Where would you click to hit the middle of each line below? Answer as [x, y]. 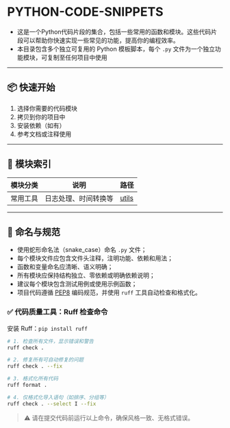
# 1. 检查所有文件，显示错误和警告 [51, 341]
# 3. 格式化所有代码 [33, 379]
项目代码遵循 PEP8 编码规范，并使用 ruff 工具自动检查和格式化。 [109, 292]
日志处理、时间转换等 [79, 198]
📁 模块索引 [29, 164]
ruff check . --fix [35, 366]
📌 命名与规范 [34, 232]
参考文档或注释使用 [44, 134]
